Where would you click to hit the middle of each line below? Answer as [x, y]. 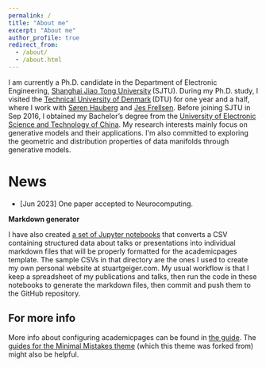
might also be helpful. [44, 354]
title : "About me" [39, 23]
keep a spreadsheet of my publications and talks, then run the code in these [133, 276]
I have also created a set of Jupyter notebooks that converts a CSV [118, 234]
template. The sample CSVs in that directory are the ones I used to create [128, 259]
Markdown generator [44, 219]
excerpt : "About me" [42, 30]
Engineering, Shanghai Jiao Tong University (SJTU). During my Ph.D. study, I [133, 90]
